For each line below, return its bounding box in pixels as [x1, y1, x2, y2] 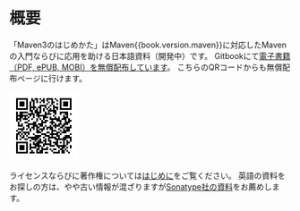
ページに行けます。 [16, 72, 88, 83]
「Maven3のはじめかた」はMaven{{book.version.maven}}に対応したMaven [9, 39, 287, 50]
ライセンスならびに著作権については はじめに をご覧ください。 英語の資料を [9, 170, 286, 181]
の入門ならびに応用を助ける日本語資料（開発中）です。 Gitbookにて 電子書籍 [9, 50, 291, 61]
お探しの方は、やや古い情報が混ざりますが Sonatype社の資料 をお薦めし [9, 181, 272, 192]
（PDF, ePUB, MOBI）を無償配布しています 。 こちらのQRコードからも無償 [9, 62, 283, 72]
